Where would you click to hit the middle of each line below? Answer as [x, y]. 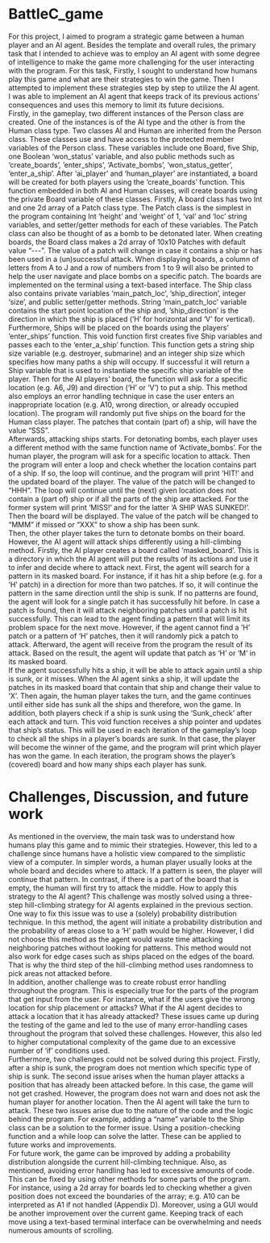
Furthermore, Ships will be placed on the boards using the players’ [119, 327]
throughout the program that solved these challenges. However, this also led [135, 1033]
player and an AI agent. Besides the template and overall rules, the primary [132, 44]
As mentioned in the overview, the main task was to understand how [122, 836]
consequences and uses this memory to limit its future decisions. [116, 105]
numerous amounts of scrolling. [61, 1230]
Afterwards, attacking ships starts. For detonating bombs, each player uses [133, 439]
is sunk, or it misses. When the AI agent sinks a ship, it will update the [124, 679]
